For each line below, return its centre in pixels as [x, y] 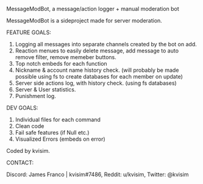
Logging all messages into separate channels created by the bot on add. [106, 44]
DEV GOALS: [22, 108]
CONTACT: [20, 163]
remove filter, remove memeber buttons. [66, 57]
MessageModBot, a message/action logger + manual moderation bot [93, 9]
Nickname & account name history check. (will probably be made [97, 70]
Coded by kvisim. [28, 151]
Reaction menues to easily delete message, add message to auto [97, 51]
